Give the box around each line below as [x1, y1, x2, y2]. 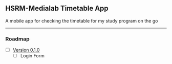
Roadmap [5, 35, 30, 42]
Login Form [20, 53, 45, 59]
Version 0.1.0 [12, 47, 40, 53]
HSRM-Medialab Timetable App [5, 4, 109, 13]
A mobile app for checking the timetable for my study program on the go [5, 17, 158, 24]
